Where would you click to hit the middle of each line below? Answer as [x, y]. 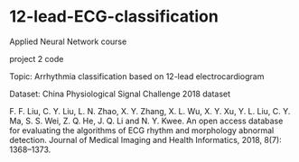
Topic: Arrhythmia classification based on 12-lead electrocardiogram [137, 76]
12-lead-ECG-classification [114, 17]
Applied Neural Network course [68, 41]
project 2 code [37, 58]
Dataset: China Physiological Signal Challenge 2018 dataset [120, 94]
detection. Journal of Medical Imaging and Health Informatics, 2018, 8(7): [145, 139]
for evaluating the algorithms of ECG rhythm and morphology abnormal [142, 130]
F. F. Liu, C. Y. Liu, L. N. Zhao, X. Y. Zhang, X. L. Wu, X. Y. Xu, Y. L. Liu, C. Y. [150, 111]
